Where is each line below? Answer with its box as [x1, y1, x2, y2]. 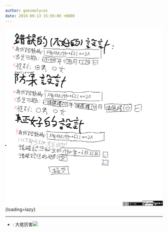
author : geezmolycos [5, 8, 48, 13]
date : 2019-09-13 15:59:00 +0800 [5, 13, 75, 19]
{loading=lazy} [5, 206, 36, 212]
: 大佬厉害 [12, 221, 33, 227]
